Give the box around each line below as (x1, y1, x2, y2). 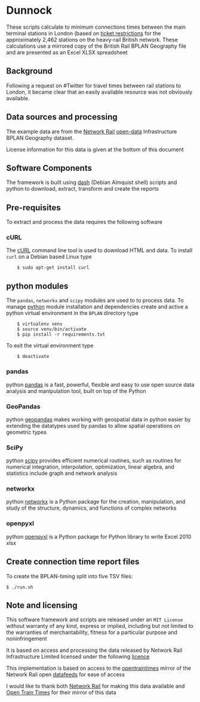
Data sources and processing (6, 112, 118, 122)
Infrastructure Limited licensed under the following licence (6, 653, 150, 660)
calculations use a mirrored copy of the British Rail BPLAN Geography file (6, 42, 187, 50)
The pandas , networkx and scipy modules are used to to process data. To (6, 297, 184, 304)
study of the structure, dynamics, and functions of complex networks (6, 504, 177, 511)
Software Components (6, 163, 93, 173)
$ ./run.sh (6, 584, 33, 590)
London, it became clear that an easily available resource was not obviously (6, 88, 193, 96)
